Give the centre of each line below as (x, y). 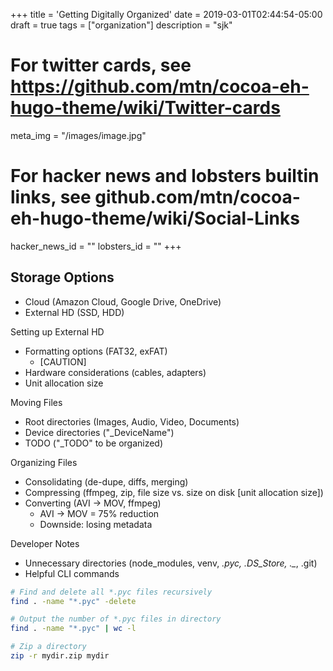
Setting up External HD (57, 331)
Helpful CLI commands (72, 573)
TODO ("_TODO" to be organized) (94, 443)
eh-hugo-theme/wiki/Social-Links (155, 218)
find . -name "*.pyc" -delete (73, 601)
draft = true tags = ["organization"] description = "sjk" (121, 25)
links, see (51, 197)
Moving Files (36, 402)
